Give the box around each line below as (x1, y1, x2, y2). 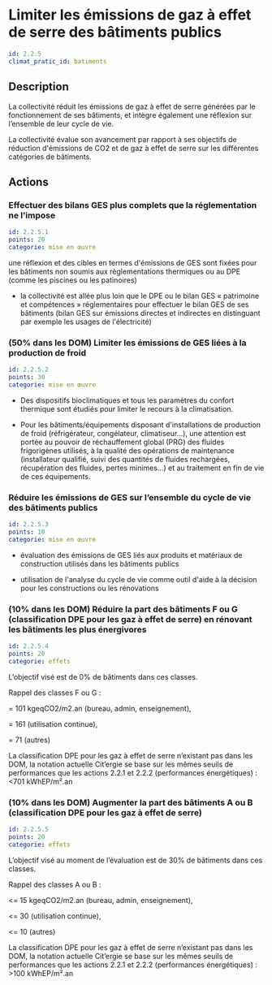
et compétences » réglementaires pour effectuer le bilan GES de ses (19, 299, 249, 309)
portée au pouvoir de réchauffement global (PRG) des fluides (19, 437, 225, 447)
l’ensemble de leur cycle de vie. (8, 119, 114, 128)
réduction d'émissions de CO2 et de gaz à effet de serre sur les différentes (8, 143, 259, 153)
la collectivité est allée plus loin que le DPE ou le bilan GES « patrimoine (19, 291, 260, 300)
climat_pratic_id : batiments (8, 57, 107, 66)
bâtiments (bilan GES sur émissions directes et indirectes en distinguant (19, 308, 261, 318)
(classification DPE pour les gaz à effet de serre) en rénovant (8, 613, 253, 624)
